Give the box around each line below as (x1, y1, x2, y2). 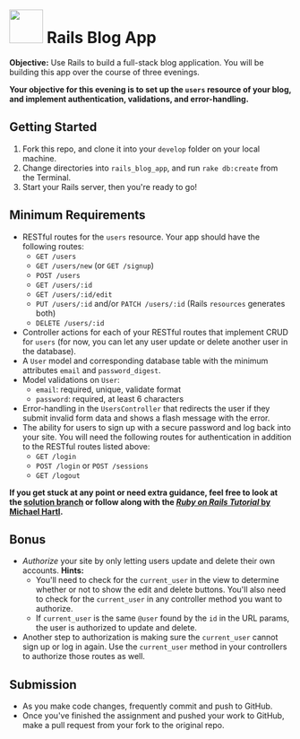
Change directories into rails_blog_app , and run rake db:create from (21, 162, 279, 173)
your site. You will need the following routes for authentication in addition (21, 431, 292, 442)
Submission (9, 677, 78, 692)
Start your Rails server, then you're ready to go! (21, 181, 198, 192)
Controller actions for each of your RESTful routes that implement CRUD (21, 326, 289, 337)
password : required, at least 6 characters (35, 393, 184, 404)
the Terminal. (21, 171, 72, 183)
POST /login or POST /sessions (35, 460, 150, 471)
